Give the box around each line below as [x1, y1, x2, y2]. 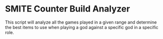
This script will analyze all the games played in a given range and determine [5, 19, 157, 25]
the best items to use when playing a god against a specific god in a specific [5, 24, 159, 30]
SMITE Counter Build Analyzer [5, 3, 130, 14]
